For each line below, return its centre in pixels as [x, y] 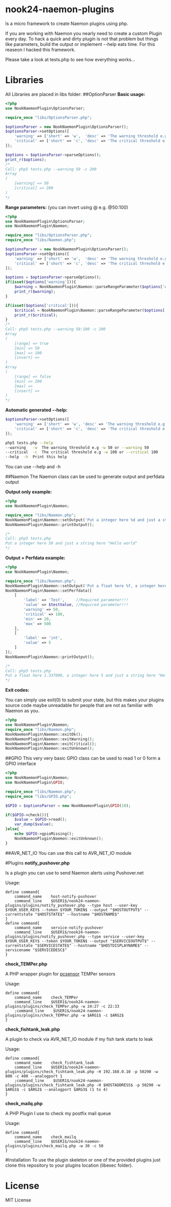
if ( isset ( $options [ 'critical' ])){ [42, 305]
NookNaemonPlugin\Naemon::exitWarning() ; [50, 739]
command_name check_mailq [45, 1137]
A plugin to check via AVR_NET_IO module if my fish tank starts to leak [79, 1039]
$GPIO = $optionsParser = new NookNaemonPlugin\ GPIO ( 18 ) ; [68, 806]
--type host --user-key [112, 905]
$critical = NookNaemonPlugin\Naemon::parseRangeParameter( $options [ [90, 310]
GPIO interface [21, 764]
